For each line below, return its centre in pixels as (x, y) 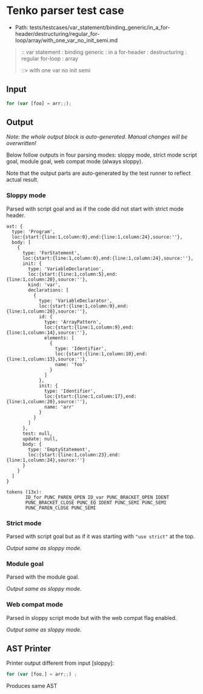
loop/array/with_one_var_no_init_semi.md (66, 40)
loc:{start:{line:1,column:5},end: (73, 274)
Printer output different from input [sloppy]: (60, 663)
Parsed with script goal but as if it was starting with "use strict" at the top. (101, 536)
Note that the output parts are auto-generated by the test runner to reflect (98, 173)
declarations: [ (48, 290)
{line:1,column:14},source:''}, (47, 332)
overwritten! (21, 143)
